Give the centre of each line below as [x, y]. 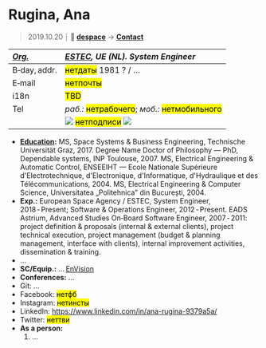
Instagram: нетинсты [55, 303]
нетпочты [83, 83]
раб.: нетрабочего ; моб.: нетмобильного [143, 109]
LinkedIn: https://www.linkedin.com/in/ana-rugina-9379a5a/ [118, 311]
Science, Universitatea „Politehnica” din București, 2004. [113, 192]
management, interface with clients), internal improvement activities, [132, 243]
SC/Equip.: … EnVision [57, 268]
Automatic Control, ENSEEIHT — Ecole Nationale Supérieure [118, 167]
